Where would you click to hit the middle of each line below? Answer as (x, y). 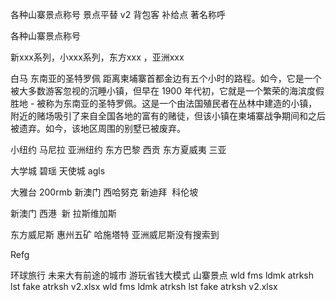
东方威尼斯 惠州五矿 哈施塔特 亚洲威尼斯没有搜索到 (115, 234)
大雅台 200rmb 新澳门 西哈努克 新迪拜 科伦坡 (104, 192)
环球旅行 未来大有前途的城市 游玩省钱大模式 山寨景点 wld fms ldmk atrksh (162, 275)
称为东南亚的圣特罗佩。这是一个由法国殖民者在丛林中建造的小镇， (181, 103)
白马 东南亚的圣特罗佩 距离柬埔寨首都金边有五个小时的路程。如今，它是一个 (166, 78)
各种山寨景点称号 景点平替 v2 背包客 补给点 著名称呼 (118, 14)
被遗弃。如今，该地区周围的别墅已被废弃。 (98, 128)
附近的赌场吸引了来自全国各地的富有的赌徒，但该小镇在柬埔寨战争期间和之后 (168, 116)
